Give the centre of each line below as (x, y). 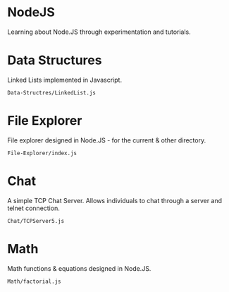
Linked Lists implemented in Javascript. (64, 80)
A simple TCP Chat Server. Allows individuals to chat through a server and (115, 200)
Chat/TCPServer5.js (36, 221)
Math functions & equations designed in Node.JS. (79, 268)
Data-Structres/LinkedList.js (52, 92)
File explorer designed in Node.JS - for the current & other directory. (107, 140)
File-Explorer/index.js (42, 153)
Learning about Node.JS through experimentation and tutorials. (99, 32)
